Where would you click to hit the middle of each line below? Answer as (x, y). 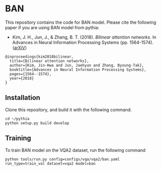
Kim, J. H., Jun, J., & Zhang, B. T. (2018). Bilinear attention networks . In (84, 37)
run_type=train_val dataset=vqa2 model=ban (50, 164)
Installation (23, 98)
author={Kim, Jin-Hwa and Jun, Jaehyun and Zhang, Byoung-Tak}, (77, 65)
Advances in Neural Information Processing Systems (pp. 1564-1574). (83, 42)
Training (18, 138)
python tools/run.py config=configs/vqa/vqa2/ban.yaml (63, 159)
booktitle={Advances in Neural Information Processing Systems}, (78, 70)
